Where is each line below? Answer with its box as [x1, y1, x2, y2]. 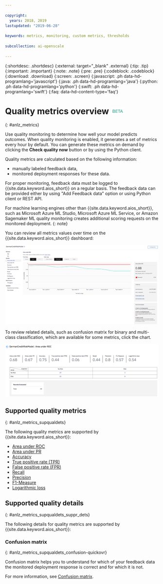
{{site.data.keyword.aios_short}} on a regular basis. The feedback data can [5, 185, 156, 191]
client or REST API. [5, 195, 43, 201]
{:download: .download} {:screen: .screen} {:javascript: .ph [5, 73, 123, 79]
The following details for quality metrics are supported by [5, 521, 120, 527]
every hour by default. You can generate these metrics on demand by [5, 142, 145, 147]
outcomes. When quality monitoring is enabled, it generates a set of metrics [5, 136, 157, 142]
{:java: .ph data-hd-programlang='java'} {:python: [58, 78, 158, 84]
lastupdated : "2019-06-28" [5, 23, 60, 28]
